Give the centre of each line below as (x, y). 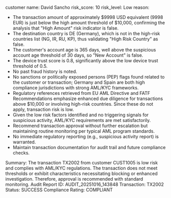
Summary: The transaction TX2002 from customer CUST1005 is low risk (82, 163)
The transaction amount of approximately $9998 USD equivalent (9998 (88, 17)
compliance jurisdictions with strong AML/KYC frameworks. (76, 88)
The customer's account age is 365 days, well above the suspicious (84, 50)
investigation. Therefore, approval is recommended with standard (74, 179)
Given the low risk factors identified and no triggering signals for (81, 115)
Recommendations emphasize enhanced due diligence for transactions (88, 98)
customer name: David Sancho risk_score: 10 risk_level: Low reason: (77, 7)
